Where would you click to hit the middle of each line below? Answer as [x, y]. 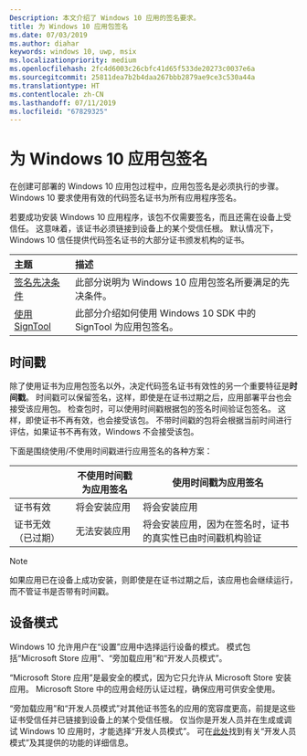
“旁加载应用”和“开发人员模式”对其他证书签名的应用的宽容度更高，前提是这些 [153, 708]
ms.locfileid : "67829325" [58, 111]
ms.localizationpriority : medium [73, 60]
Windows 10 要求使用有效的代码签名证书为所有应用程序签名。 [126, 198]
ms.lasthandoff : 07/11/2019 [63, 103]
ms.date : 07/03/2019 [49, 35]
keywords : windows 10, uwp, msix [73, 52]
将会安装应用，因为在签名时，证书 [216, 524]
